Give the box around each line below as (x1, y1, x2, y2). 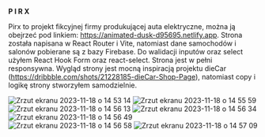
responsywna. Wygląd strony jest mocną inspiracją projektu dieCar (8, 64, 227, 73)
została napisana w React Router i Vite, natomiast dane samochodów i (8, 39, 237, 48)
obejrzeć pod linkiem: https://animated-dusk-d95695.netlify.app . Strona (8, 31, 243, 39)
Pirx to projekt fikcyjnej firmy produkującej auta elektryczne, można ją (8, 22, 236, 31)
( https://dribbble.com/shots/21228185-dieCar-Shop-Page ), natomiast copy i (8, 72, 256, 81)
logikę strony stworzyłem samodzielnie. (8, 80, 137, 90)
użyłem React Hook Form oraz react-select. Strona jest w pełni (8, 55, 213, 65)
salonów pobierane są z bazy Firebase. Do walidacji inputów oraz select (8, 47, 244, 56)
